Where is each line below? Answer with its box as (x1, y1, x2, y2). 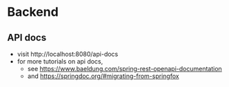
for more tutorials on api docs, (17, 57, 103, 66)
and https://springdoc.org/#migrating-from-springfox (27, 72, 179, 80)
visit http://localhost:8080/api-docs (17, 50, 119, 58)
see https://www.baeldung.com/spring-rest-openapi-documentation (27, 65, 222, 72)
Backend (7, 4, 59, 20)
